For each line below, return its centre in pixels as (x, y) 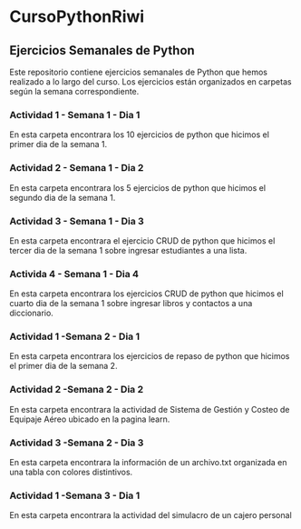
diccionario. (32, 313)
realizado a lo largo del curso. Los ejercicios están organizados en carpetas (150, 82)
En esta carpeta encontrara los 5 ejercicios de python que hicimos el (137, 187)
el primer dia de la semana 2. (63, 366)
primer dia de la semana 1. (58, 145)
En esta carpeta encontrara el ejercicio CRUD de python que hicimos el (142, 240)
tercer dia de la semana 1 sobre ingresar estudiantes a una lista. (128, 250)
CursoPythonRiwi (77, 17)
